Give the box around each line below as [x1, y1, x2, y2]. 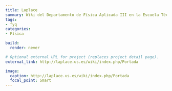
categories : [5, 27, 31, 32]
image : [5, 69, 19, 74]
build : [5, 40, 19, 46]
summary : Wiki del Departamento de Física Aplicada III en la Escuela [5, 12, 159, 17]
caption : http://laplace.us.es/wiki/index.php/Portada [10, 73, 130, 78]
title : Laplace [5, 7, 38, 13]
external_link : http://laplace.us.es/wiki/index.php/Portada [5, 59, 139, 64]
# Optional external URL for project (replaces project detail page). [5, 54, 159, 59]
